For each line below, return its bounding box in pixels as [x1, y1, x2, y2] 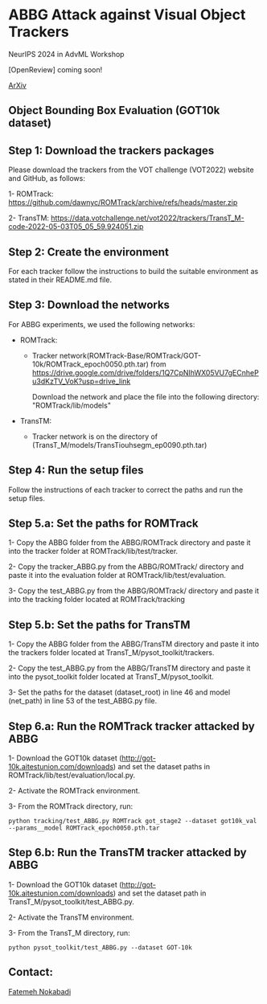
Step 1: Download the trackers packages [8, 143, 215, 158]
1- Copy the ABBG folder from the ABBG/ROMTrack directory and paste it [8, 538, 251, 547]
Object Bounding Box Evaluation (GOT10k [8, 104, 220, 117]
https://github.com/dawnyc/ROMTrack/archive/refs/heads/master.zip [8, 198, 238, 207]
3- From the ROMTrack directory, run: [8, 801, 133, 811]
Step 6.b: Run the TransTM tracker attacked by [8, 846, 247, 859]
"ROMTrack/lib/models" [31, 400, 111, 410]
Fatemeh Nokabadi [8, 986, 72, 996]
